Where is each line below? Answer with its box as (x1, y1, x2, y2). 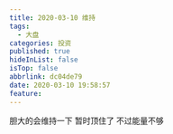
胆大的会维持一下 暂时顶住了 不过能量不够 (9, 115, 164, 126)
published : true (9, 47, 70, 56)
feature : (9, 89, 42, 98)
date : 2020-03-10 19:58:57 (9, 81, 111, 90)
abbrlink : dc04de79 (9, 72, 83, 81)
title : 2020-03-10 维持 (9, 13, 96, 23)
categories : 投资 (9, 38, 72, 48)
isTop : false (9, 64, 59, 73)
